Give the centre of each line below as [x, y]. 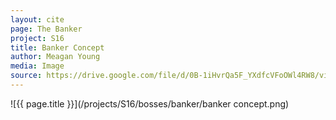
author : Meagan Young [55, 57]
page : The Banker [46, 29]
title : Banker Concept [57, 47]
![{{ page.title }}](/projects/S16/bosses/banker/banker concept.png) [150, 103]
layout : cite [37, 19]
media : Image [37, 66]
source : [26, 76]
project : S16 [37, 38]
